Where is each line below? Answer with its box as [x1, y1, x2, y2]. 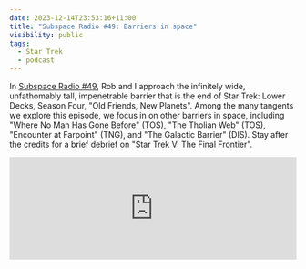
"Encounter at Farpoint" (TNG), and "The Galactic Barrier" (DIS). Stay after [9, 129, 289, 140]
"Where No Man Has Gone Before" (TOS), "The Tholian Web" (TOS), [9, 119, 266, 130]
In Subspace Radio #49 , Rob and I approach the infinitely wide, [9, 81, 246, 91]
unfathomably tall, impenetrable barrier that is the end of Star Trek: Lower [9, 90, 286, 101]
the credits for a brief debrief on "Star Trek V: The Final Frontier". [9, 139, 253, 150]
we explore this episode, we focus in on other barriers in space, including [9, 110, 285, 120]
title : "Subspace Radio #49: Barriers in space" [9, 22, 198, 31]
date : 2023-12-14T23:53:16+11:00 [9, 13, 137, 23]
